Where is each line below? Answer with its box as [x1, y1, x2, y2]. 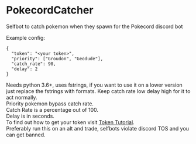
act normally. [6, 94, 37, 101]
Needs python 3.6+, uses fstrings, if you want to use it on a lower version [6, 81, 183, 88]
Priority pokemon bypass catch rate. [6, 100, 94, 107]
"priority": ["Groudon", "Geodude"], [11, 56, 104, 61]
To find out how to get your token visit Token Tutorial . [6, 118, 135, 126]
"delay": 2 [11, 66, 38, 72]
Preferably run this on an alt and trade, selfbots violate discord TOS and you [6, 125, 189, 132]
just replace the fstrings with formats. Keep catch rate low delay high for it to [6, 87, 191, 94]
